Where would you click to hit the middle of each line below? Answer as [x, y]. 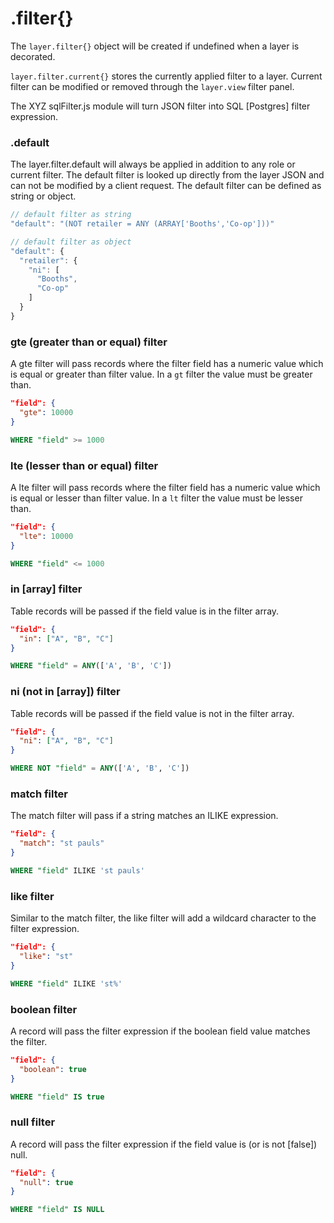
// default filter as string [71, 215]
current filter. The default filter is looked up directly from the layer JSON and [167, 175]
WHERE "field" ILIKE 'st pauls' [77, 870]
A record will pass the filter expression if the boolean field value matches [160, 1031]
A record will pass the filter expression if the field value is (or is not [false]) [164, 1144]
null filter [33, 1122]
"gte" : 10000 [46, 413]
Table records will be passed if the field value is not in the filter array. [152, 713]
